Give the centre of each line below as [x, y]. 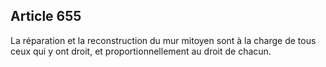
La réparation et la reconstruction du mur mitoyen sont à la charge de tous [163, 40]
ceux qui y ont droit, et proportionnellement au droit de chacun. [141, 51]
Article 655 [46, 16]
